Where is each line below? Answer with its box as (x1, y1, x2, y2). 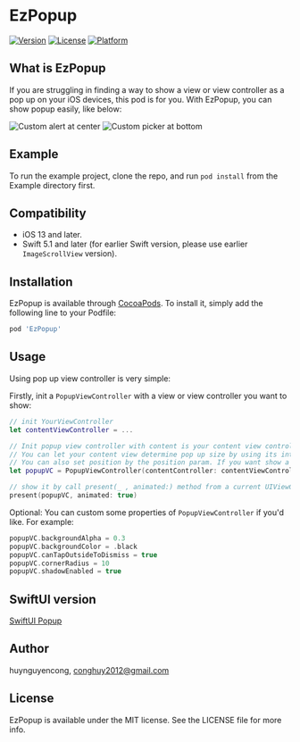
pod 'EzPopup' (9, 325, 62, 334)
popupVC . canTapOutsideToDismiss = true (9, 550, 158, 559)
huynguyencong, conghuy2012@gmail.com (9, 664, 170, 675)
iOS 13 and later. (21, 229, 83, 240)
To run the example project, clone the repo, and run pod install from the (9, 171, 279, 181)
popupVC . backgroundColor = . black (9, 542, 138, 551)
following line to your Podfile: (9, 307, 117, 318)
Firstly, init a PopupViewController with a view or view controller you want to (9, 390, 287, 401)
